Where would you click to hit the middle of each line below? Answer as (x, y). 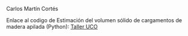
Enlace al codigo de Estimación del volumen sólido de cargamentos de (94, 20)
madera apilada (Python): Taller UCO (52, 27)
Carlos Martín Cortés (32, 9)
